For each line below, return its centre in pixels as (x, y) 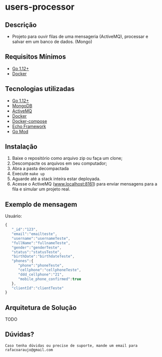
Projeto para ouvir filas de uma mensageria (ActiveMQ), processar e (80, 36)
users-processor (40, 7)
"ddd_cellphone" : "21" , (41, 274)
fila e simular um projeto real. (41, 189)
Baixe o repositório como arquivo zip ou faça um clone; (67, 158)
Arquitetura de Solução (41, 307)
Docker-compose (30, 121)
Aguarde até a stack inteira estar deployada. (56, 179)
